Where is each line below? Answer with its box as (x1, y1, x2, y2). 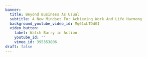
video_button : (10, 26, 39, 31)
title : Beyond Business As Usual (10, 12, 80, 17)
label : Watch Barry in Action (14, 30, 78, 35)
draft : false (5, 44, 33, 49)
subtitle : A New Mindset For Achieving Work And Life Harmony (10, 16, 142, 21)
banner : (5, 7, 22, 12)
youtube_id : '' (14, 35, 46, 40)
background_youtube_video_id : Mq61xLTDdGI (10, 21, 100, 26)
